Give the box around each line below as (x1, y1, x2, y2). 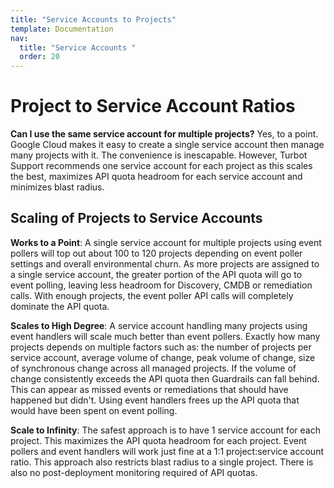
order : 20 (19, 52, 60, 62)
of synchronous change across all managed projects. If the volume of (10, 362, 297, 374)
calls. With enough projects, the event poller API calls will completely (10, 289, 294, 301)
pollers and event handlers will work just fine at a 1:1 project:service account (10, 445, 324, 457)
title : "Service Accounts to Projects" (10, 14, 177, 25)
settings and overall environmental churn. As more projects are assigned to (10, 257, 320, 270)
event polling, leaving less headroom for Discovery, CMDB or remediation (10, 279, 313, 291)
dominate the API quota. (10, 300, 110, 312)
